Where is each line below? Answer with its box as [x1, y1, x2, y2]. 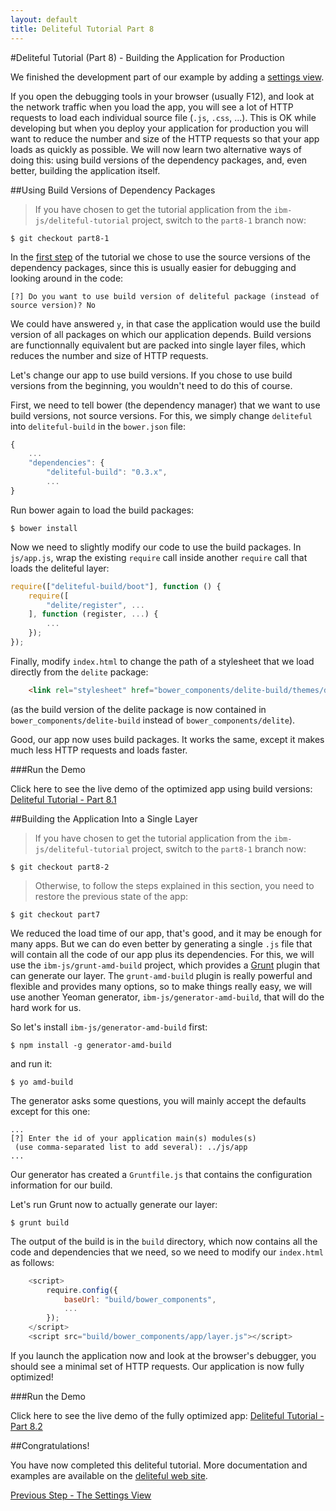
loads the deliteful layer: [10, 562, 110, 574]
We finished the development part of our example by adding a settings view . [10, 71, 325, 83]
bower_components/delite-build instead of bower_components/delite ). [10, 714, 296, 726]
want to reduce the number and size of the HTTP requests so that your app [10, 132, 320, 145]
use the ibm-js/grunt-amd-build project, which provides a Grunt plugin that [10, 959, 320, 971]
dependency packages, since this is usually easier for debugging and [10, 261, 297, 273]
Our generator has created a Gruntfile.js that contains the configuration [10, 1168, 313, 1180]
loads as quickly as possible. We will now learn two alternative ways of [10, 143, 302, 155]
